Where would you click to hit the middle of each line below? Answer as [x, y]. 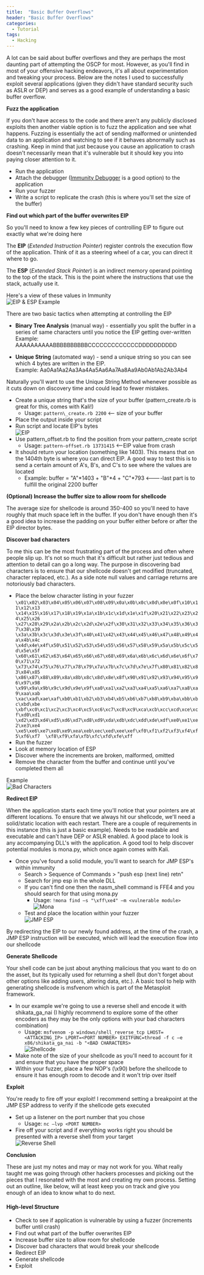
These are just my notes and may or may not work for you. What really [94, 1167]
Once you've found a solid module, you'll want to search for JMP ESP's [104, 861]
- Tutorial [26, 29]
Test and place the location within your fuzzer [82, 913]
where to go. [22, 259]
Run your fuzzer [35, 191]
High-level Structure [33, 1207]
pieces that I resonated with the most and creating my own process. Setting [101, 1180]
